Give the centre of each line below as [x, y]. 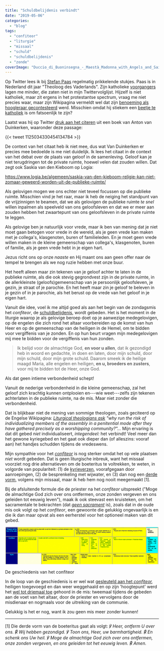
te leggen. [15, 217]
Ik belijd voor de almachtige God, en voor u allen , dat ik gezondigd [84, 348]
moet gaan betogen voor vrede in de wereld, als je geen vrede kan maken [79, 232]
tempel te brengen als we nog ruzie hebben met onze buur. [65, 262]
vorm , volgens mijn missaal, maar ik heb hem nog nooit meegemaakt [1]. [78, 480]
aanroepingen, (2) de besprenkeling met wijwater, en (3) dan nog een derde [81, 474]
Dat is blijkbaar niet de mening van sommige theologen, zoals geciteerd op [80, 413]
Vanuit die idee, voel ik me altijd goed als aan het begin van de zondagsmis [81, 307]
